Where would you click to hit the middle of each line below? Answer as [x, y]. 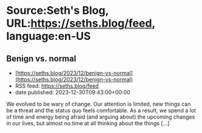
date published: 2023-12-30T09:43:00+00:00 [72, 92]
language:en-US [49, 36]
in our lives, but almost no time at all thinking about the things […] [88, 123]
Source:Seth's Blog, [58, 11]
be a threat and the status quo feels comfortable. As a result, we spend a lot [101, 110]
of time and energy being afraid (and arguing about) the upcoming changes [101, 117]
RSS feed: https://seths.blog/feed [57, 86]
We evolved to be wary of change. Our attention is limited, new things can [99, 104]
